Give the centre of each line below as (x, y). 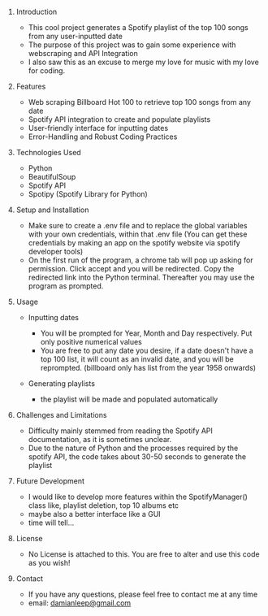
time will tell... (51, 523)
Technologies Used (48, 152)
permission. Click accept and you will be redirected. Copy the (131, 269)
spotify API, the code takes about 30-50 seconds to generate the (137, 457)
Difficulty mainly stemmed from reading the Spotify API (121, 431)
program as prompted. (66, 286)
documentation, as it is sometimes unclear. (100, 439)
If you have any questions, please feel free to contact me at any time (143, 594)
